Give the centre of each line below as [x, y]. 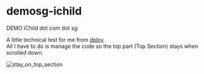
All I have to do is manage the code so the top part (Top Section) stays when [102, 46]
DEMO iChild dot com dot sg [42, 28]
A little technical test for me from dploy [55, 39]
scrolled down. [25, 52]
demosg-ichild [44, 11]
